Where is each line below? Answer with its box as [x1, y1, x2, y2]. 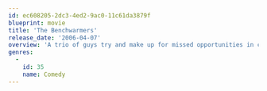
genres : [8, 48, 34, 56]
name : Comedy [22, 70, 66, 78]
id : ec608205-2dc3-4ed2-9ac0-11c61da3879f [8, 11, 151, 20]
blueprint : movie [8, 19, 66, 27]
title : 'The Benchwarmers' [8, 26, 98, 34]
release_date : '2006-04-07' [8, 33, 102, 42]
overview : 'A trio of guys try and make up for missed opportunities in [8, 41, 254, 49]
